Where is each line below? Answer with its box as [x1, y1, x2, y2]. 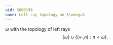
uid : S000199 [5, 7, 33, 13]
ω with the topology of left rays [5, 26, 70, 32]
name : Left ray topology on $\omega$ [5, 12, 85, 17]
